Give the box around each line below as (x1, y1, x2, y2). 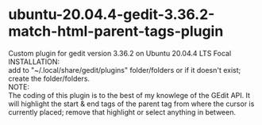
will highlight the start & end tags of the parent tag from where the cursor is (8, 99, 255, 108)
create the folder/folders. (8, 74, 90, 83)
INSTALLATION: (8, 57, 60, 66)
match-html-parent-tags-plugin (8, 22, 224, 40)
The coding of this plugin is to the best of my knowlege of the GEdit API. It (8, 90, 251, 100)
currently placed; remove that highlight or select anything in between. (8, 107, 237, 116)
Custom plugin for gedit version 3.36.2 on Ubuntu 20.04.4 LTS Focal (8, 48, 232, 58)
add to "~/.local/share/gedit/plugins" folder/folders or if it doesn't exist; (8, 65, 241, 74)
